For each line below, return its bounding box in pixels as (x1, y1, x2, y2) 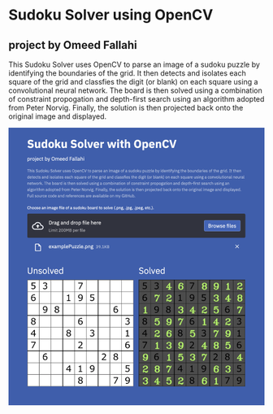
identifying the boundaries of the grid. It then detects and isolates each (8, 68, 246, 78)
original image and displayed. (8, 111, 107, 121)
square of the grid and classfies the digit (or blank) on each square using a (8, 77, 258, 86)
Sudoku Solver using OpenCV (8, 6, 214, 24)
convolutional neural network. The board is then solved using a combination (8, 85, 262, 95)
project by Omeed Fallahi (8, 38, 137, 52)
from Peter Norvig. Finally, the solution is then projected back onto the (8, 103, 244, 112)
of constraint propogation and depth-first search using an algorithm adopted (8, 94, 265, 103)
